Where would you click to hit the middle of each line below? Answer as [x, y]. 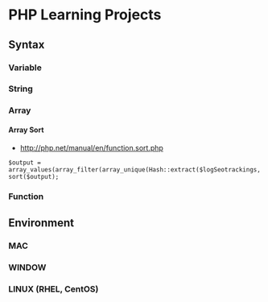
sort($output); [34, 176]
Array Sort [26, 130]
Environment [41, 223]
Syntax [27, 45]
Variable [25, 68]
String [21, 89]
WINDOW [27, 267]
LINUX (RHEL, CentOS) [54, 289]
